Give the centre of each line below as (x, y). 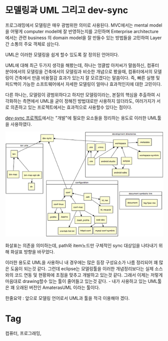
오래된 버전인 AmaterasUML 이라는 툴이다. (58, 287)
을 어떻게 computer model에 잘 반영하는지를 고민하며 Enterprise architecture (82, 31)
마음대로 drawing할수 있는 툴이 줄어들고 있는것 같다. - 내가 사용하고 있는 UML (81, 281)
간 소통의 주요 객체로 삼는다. (33, 44)
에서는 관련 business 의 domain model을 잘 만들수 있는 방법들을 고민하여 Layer (83, 38)
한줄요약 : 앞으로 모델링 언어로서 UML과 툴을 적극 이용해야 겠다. (67, 298)
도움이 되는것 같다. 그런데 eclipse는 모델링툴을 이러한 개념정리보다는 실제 (82, 268)
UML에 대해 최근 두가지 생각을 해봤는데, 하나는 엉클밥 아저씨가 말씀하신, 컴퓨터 (82, 65)
